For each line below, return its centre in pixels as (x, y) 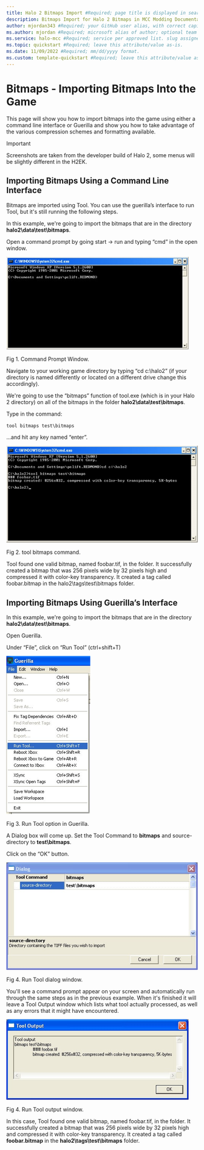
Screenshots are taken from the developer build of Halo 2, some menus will (100, 155)
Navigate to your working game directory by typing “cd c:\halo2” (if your (97, 371)
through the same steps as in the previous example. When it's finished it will (101, 998)
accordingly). (23, 383)
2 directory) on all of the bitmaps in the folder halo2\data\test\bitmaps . (96, 402)
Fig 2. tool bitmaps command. (43, 552)
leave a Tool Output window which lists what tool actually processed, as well (102, 1004)
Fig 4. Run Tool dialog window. (45, 980)
